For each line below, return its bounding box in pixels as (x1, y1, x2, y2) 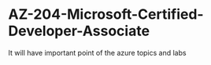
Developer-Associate (8, 22, 150, 40)
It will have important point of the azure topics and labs (8, 48, 187, 57)
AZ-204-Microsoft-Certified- (8, 5, 204, 23)
